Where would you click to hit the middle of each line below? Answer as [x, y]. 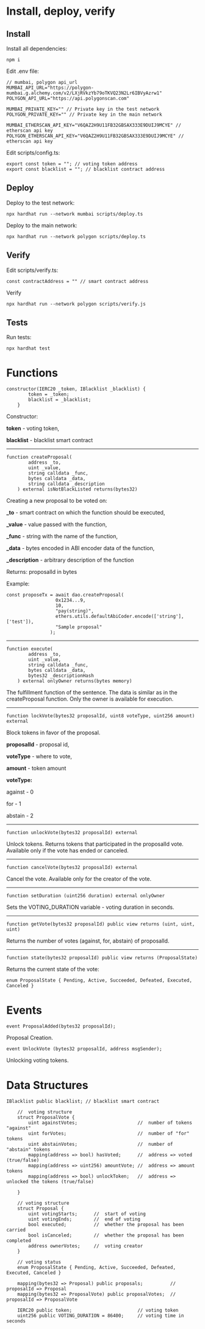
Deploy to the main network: [42, 225]
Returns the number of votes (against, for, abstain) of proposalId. [88, 941]
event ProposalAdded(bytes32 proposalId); [61, 1026]
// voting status [39, 1262]
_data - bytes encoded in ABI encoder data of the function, [81, 548]
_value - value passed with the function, [57, 524]
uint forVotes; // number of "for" [109, 1134]
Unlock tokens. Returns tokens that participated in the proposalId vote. [95, 844]
